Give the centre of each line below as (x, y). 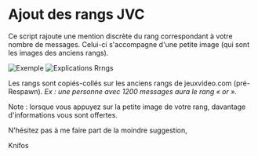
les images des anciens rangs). (58, 53)
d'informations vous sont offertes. (63, 114)
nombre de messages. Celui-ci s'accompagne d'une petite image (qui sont (129, 44)
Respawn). (25, 91)
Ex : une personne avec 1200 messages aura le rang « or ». (141, 91)
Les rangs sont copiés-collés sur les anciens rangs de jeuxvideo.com (120, 83)
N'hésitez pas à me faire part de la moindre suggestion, (98, 130)
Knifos (18, 145)
